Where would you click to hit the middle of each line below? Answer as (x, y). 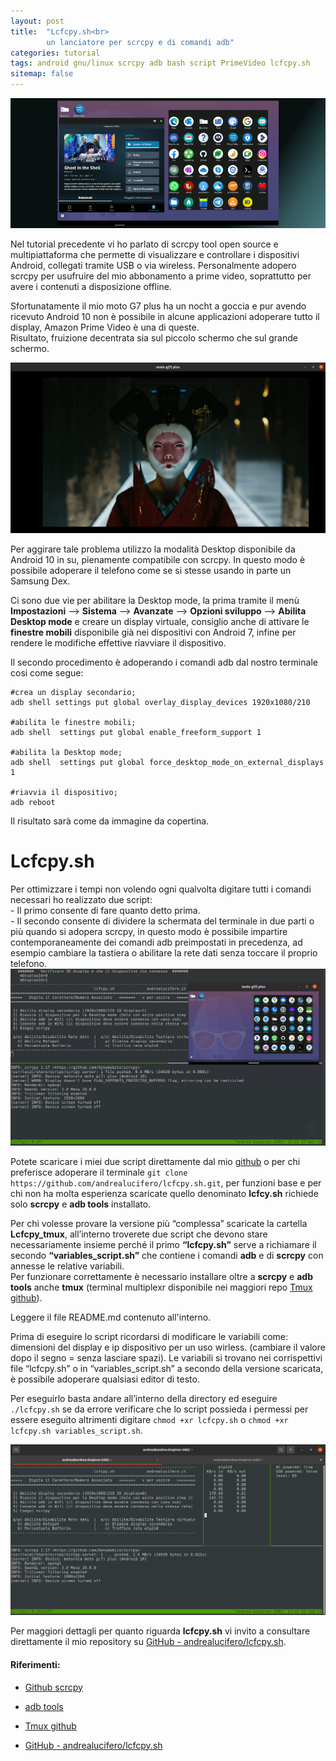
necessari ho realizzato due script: (81, 900)
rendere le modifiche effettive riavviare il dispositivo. (118, 643)
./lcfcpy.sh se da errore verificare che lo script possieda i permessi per (159, 1409)
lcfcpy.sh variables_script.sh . (76, 1431)
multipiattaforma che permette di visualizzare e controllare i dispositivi (155, 254)
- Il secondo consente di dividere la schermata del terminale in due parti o (162, 921)
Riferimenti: (35, 1664)
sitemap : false (42, 74)
